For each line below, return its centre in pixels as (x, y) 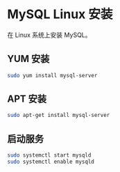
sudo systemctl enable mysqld (51, 162)
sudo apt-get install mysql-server (59, 116)
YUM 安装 (28, 59)
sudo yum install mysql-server (52, 75)
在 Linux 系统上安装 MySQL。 (49, 35)
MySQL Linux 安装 (60, 14)
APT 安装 (27, 99)
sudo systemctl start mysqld (49, 155)
